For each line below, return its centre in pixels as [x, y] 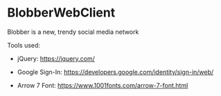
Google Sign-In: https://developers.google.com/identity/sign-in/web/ [115, 72]
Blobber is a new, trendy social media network [73, 32]
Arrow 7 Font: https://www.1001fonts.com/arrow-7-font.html [103, 85]
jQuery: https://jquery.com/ [56, 58]
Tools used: [24, 45]
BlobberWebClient [61, 13]
